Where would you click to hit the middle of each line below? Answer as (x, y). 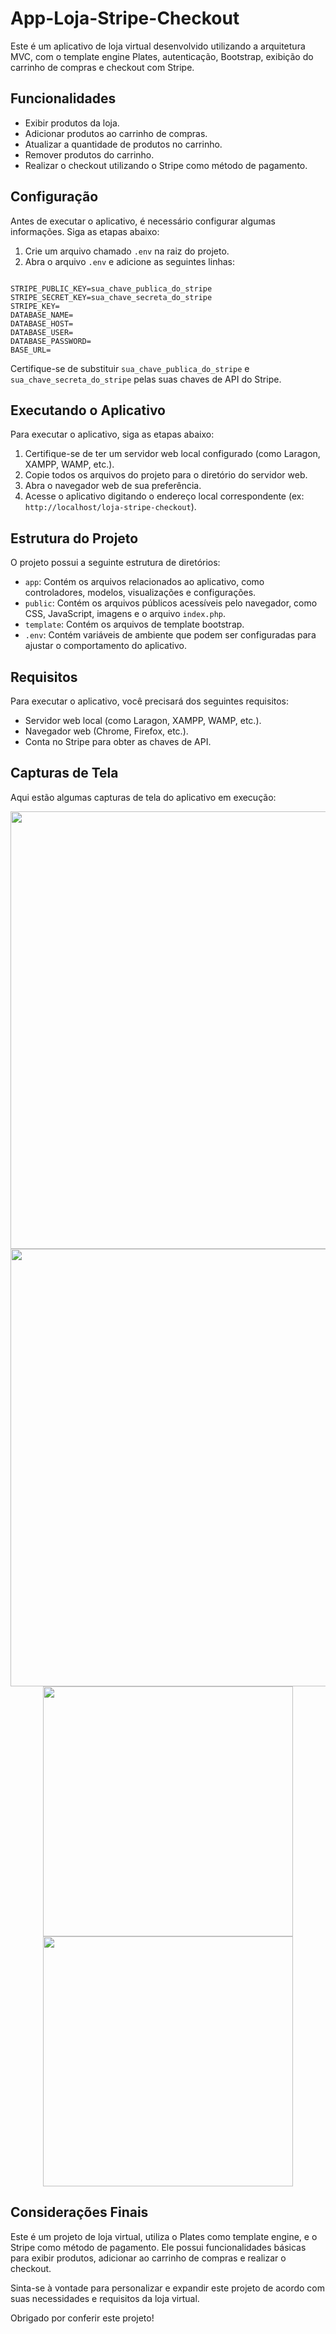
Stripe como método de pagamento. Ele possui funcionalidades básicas (158, 2247)
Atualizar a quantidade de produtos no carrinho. (123, 144)
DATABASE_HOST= (42, 323)
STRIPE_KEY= (35, 306)
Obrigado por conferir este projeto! (82, 2318)
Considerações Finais (79, 2212)
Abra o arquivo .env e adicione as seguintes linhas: (129, 261)
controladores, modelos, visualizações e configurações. (140, 593)
